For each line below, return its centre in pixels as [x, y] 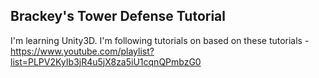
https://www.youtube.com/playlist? [82, 51]
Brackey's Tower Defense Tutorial [118, 16]
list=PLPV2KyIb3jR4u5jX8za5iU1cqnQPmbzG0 [106, 61]
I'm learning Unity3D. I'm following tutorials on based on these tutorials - [160, 40]
